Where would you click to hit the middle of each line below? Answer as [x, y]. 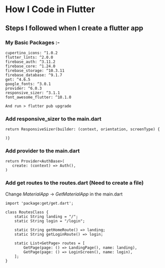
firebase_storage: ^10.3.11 [35, 70]
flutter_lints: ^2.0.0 [29, 57]
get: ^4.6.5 [18, 80]
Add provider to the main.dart [43, 151]
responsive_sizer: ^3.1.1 [32, 93]
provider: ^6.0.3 [24, 88]
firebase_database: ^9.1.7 [34, 75]
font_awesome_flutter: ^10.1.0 [38, 97]
